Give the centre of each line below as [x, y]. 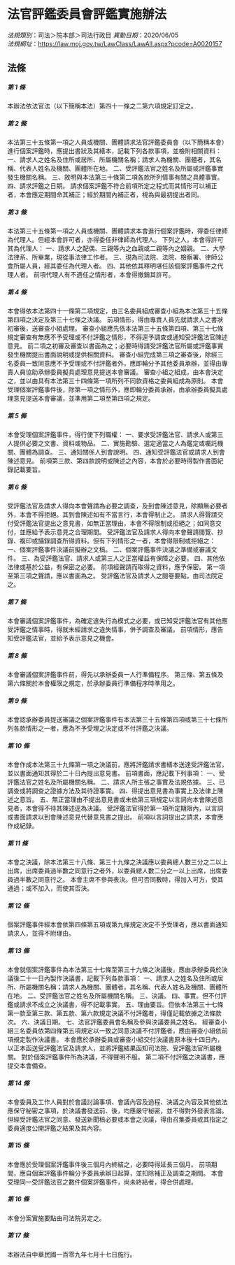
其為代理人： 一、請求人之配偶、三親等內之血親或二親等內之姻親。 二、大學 [116, 248]
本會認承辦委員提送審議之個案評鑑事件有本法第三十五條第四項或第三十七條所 [117, 720]
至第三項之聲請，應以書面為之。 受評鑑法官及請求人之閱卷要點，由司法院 [112, 576]
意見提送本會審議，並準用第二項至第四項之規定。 [84, 399]
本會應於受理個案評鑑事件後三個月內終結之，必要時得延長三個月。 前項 [109, 1164]
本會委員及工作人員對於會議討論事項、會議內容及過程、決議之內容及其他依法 [117, 1101]
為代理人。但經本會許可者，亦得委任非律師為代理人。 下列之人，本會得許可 [115, 240]
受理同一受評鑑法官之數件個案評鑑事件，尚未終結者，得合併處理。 [102, 1182]
